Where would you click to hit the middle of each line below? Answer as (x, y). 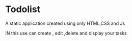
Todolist (23, 9)
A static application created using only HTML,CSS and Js (65, 23)
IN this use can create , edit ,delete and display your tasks (66, 33)
